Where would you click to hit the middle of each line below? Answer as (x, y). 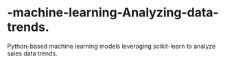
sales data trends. (33, 53)
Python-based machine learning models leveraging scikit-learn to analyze (111, 46)
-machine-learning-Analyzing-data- (113, 13)
